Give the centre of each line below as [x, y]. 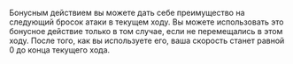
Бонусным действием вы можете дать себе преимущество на [127, 13]
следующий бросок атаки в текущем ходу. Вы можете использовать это [146, 22]
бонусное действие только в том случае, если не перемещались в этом [146, 31]
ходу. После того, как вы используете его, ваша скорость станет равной [147, 40]
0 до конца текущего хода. [60, 50]
